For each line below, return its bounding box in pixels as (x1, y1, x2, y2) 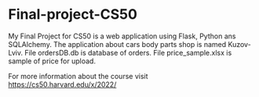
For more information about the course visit (8, 71, 148, 81)
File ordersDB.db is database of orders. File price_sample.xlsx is (24, 48, 232, 57)
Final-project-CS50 (8, 5, 137, 23)
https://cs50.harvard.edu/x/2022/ (8, 80, 117, 89)
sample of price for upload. (8, 56, 97, 66)
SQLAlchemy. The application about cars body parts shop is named (8, 39, 227, 48)
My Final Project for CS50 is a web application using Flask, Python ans (8, 31, 236, 41)
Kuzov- (227, 39, 251, 48)
